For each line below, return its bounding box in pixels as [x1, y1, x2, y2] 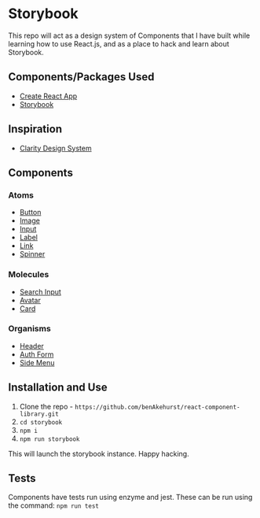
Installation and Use [8, 381, 108, 394]
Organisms [8, 324, 51, 335]
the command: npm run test [8, 501, 100, 510]
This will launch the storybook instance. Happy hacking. [8, 449, 190, 458]
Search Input [19, 287, 61, 296]
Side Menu [19, 357, 55, 367]
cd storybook [19, 418, 63, 426]
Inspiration [8, 123, 63, 136]
